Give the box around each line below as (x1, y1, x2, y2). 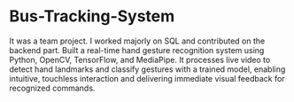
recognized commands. (9, 82, 96, 93)
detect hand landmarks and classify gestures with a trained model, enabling (9, 64, 286, 75)
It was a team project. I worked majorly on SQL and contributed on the (9, 35, 266, 46)
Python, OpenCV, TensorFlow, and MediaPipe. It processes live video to (9, 54, 271, 65)
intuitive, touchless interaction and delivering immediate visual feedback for (9, 73, 285, 83)
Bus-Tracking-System (9, 6, 175, 27)
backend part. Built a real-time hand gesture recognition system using (9, 44, 265, 55)
